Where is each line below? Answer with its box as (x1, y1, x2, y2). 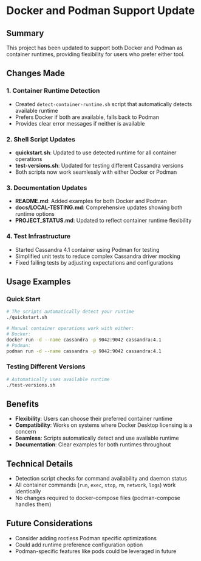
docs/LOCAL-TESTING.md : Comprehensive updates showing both (15, 204, 183, 211)
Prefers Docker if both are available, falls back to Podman (15, 113, 160, 121)
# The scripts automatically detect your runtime (6, 309, 135, 315)
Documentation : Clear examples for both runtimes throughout (15, 441, 171, 448)
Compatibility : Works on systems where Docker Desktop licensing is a (15, 421, 192, 429)
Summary (6, 28, 44, 38)
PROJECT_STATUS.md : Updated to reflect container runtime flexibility (15, 217, 192, 224)
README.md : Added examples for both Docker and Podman (15, 198, 167, 205)
